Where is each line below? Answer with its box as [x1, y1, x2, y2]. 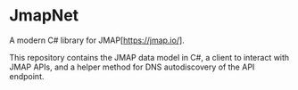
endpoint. [9, 70, 45, 81]
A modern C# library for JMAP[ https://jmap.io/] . [9, 35, 185, 45]
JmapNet [9, 5, 79, 26]
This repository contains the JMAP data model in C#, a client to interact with [9, 52, 290, 62]
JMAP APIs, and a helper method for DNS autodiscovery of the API [9, 61, 255, 72]
